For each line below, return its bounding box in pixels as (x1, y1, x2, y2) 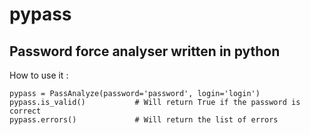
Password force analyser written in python (9, 43, 281, 60)
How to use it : (9, 69, 69, 81)
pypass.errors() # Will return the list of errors (9, 115, 279, 125)
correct (9, 106, 42, 116)
